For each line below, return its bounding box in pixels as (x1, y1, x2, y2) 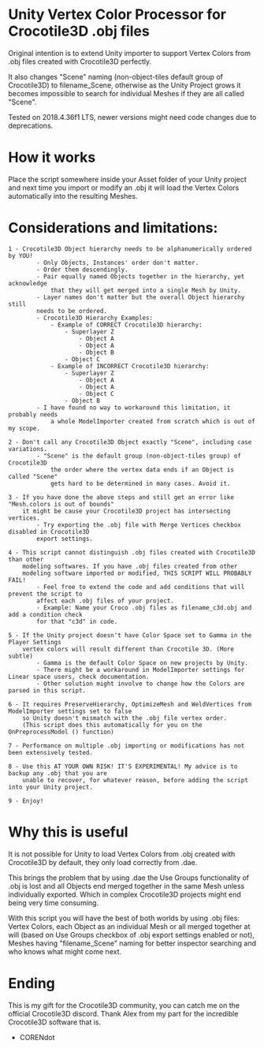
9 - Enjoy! (8, 796, 44, 805)
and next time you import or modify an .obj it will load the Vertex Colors (8, 183, 240, 192)
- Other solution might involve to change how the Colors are (36, 680, 245, 688)
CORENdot (19, 1032, 55, 1042)
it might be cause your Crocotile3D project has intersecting (22, 507, 231, 515)
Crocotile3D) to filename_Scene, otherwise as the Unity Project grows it (8, 80, 241, 90)
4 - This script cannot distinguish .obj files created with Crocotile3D (8, 548, 256, 557)
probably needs (8, 410, 58, 419)
